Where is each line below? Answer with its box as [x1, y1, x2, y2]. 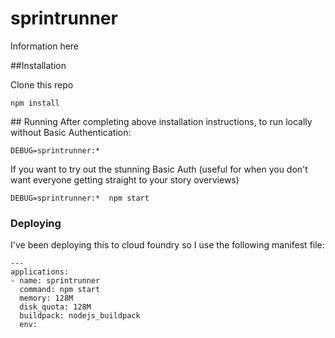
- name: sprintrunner [10, 276, 101, 286]
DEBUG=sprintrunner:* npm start [10, 193, 150, 203]
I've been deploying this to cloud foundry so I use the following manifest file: [10, 239, 325, 251]
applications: [10, 267, 70, 277]
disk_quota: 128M [19, 302, 92, 312]
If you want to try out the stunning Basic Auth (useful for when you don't [10, 163, 308, 175]
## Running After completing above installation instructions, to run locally [10, 115, 313, 127]
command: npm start [19, 285, 101, 295]
